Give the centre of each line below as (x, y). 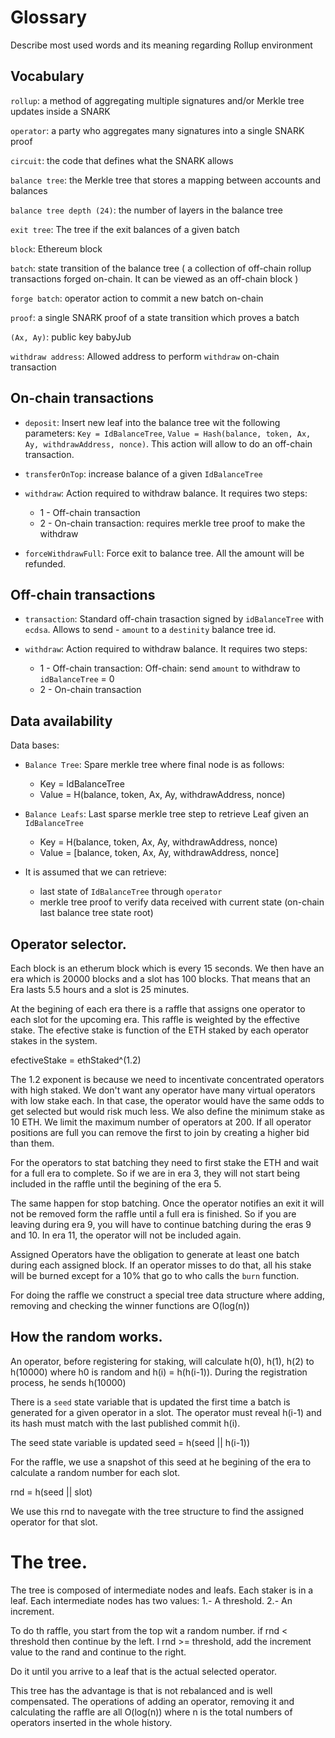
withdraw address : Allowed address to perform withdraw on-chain (145, 356)
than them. (32, 1143)
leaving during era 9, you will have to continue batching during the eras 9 (161, 1224)
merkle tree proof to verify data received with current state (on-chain (182, 902)
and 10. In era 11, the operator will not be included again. (126, 1235)
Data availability (61, 721)
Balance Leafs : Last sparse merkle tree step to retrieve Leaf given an (166, 814)
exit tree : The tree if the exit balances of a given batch (125, 229)
